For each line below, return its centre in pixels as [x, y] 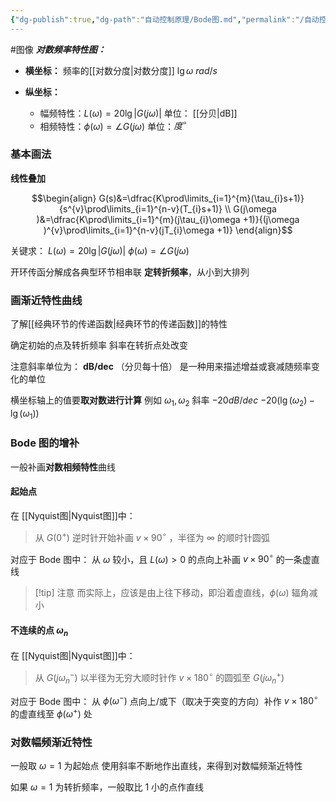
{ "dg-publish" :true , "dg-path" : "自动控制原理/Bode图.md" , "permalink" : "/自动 [165, 19]
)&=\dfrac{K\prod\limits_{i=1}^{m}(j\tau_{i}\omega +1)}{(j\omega [168, 219]
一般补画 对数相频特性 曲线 [63, 467]
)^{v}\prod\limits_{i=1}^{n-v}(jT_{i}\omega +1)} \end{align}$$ [168, 230]
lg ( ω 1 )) [25, 414]
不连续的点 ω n [39, 631]
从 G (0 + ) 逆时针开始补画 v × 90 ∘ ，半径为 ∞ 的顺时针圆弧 [152, 536]
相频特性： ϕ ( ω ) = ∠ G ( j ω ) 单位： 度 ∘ [113, 125]
